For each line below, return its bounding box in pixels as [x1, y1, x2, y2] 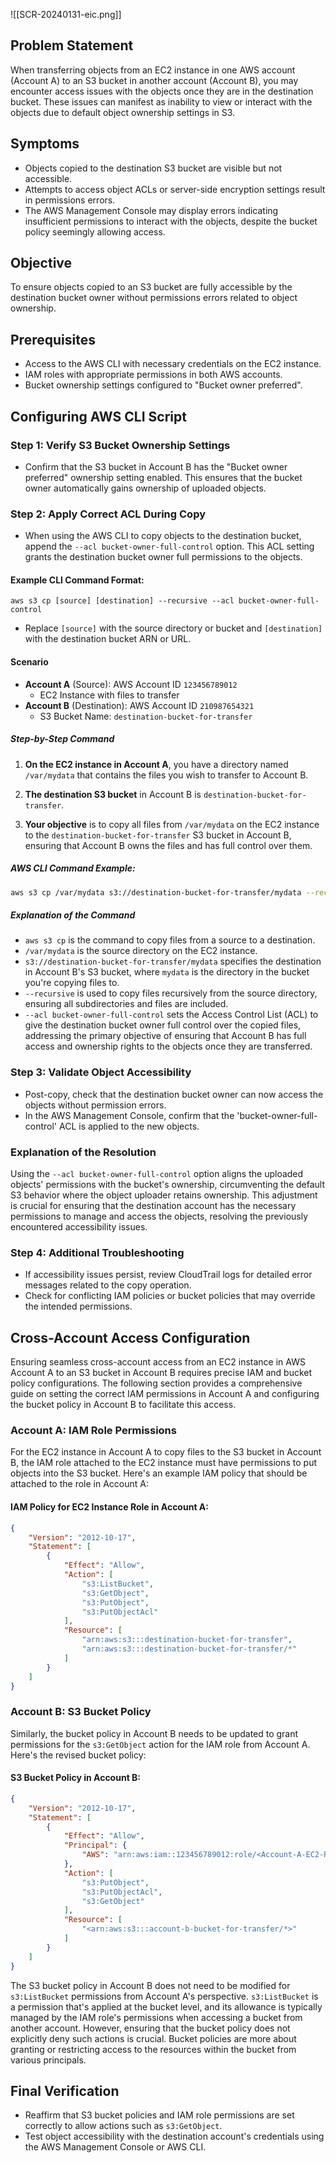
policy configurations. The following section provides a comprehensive [10, 1377, 303, 1389]
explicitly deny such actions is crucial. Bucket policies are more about [10, 2032, 297, 2044]
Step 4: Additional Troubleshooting [10, 1245, 185, 1259]
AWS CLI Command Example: [10, 862, 136, 874]
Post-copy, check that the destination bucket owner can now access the [24, 1088, 324, 1100]
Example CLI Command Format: [10, 574, 145, 586]
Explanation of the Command [10, 909, 136, 921]
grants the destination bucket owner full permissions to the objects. [24, 551, 303, 563]
